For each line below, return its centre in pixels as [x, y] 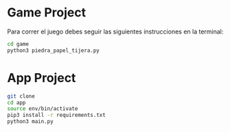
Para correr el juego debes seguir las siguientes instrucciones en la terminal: [115, 31]
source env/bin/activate [43, 109]
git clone [21, 96]
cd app [16, 103]
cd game [18, 44]
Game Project [47, 13]
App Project [42, 78]
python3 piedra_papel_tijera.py [53, 50]
